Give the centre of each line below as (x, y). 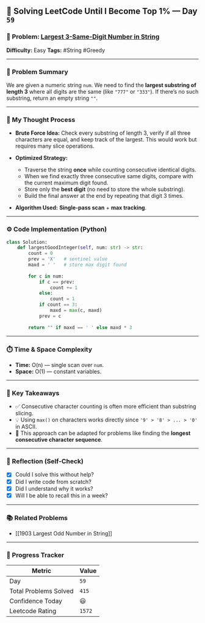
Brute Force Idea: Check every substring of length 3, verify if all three (103, 133)
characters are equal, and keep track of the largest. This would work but (106, 140)
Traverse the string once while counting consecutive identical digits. (110, 170)
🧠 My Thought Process (41, 119)
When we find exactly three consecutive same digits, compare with (109, 176)
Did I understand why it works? (54, 488)
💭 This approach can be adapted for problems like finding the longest (103, 433)
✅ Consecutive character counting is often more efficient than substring (106, 406)
